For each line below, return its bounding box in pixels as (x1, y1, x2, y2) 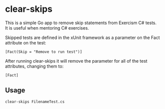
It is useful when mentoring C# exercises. (5, 25, 89, 31)
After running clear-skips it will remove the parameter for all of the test (5, 58, 148, 64)
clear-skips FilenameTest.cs (5, 99, 65, 104)
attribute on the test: (5, 39, 47, 45)
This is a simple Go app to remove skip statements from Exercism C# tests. (5, 20, 157, 26)
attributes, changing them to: (5, 63, 64, 69)
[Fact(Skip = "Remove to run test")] (5, 49, 82, 54)
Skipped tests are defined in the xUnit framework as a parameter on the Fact (5, 35, 160, 40)
